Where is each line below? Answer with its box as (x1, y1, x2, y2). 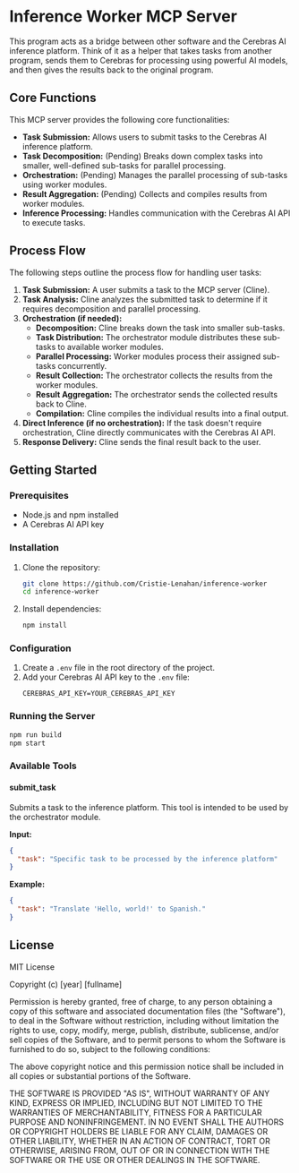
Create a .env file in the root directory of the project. (21, 663, 216, 673)
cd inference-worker (21, 587, 99, 596)
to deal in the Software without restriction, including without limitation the (9, 1015, 279, 1026)
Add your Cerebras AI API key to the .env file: (21, 672, 190, 682)
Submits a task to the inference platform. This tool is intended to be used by (9, 801, 289, 812)
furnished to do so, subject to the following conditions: (9, 1043, 210, 1054)
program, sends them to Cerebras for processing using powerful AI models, (9, 55, 288, 65)
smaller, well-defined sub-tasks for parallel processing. (21, 159, 226, 171)
